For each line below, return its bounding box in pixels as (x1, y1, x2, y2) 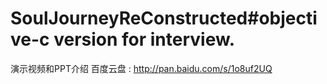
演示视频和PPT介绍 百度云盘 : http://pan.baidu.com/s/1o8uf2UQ (10, 62, 273, 74)
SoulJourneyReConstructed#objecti (10, 7, 318, 30)
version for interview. (53, 28, 236, 51)
